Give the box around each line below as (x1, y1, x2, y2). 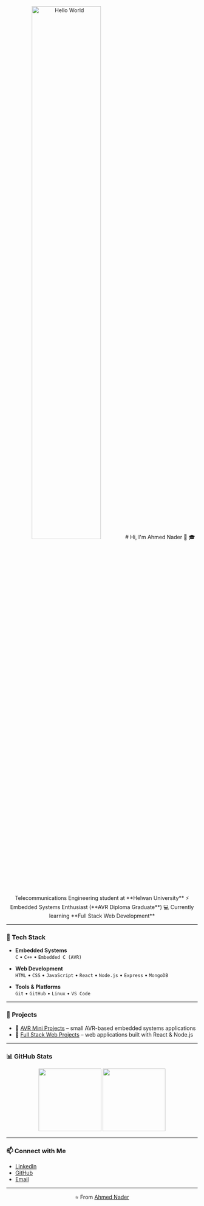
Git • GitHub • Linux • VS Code (15, 990, 91, 997)
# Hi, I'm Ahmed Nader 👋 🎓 (125, 534, 195, 540)
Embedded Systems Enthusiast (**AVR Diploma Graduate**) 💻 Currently (10, 904, 194, 910)
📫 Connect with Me (6, 1146, 66, 1155)
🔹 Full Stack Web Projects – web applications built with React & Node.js (15, 1031, 193, 1038)
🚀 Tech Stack (6, 933, 46, 941)
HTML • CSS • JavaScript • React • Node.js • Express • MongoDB (15, 972, 169, 979)
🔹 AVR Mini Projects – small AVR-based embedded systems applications (15, 1024, 196, 1032)
